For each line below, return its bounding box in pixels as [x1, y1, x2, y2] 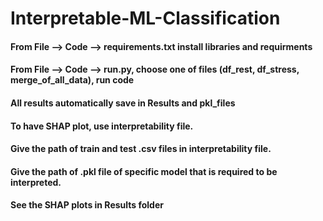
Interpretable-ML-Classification [10, 7, 281, 30]
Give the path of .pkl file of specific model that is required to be [10, 165, 278, 177]
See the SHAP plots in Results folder [10, 199, 164, 211]
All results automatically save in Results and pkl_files [10, 97, 236, 109]
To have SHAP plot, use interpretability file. [10, 120, 194, 132]
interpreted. [10, 176, 62, 188]
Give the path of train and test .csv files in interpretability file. [10, 143, 272, 155]
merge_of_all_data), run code [10, 74, 135, 86]
